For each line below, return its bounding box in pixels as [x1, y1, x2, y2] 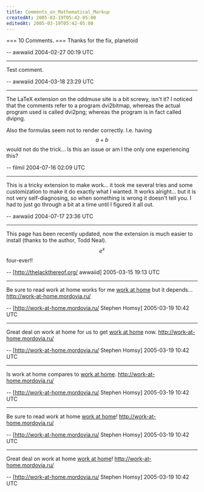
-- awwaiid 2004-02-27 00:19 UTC [6, 49, 94, 56]
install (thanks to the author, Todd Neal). [6, 237, 107, 244]
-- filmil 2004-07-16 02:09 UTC [6, 164, 85, 171]
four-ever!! [6, 257, 33, 264]
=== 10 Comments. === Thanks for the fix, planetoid [6, 37, 138, 44]
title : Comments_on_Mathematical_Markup [6, 9, 110, 15]
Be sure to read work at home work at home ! [6, 413, 118, 420]
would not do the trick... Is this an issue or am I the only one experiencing [6, 146, 189, 153]
